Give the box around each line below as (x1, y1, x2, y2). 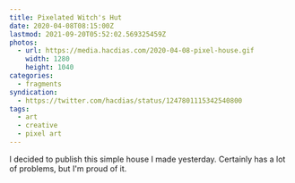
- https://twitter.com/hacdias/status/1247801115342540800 (17, 96, 243, 105)
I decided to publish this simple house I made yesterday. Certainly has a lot (9, 154, 286, 164)
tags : (9, 104, 30, 113)
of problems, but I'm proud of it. (9, 162, 127, 174)
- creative (17, 121, 58, 130)
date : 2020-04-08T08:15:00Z (9, 21, 115, 30)
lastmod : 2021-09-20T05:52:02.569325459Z (9, 29, 167, 38)
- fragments (17, 79, 63, 88)
